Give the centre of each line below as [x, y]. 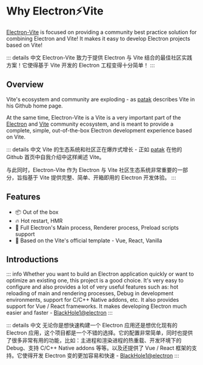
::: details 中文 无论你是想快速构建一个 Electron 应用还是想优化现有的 [92, 326]
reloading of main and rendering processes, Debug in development [90, 293]
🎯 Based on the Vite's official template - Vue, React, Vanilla [88, 240]
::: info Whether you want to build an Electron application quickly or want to [100, 274]
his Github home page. [35, 106]
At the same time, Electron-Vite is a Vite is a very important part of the [94, 117]
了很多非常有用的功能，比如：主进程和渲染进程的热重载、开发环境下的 [94, 341]
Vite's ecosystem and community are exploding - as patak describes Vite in [101, 99]
